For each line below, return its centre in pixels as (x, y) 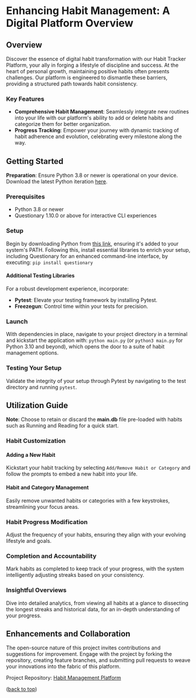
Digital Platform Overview (70, 23)
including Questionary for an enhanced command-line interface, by (87, 256)
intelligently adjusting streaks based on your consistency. (75, 575)
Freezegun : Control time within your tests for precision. (81, 306)
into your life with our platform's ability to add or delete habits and (94, 118)
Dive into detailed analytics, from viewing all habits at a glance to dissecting (97, 603)
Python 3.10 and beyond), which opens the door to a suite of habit (85, 347)
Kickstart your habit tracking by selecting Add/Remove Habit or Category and (98, 468)
